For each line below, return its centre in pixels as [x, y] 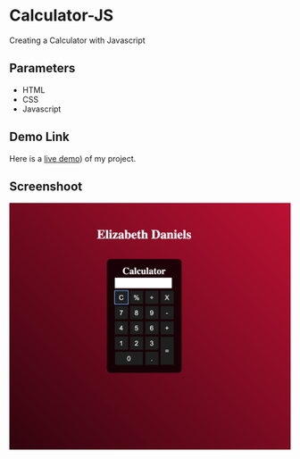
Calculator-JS [62, 16]
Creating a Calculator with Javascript [77, 40]
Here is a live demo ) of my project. [73, 158]
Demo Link [39, 137]
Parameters [42, 68]
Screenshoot [46, 186]
